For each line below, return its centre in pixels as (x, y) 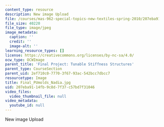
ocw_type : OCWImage (25, 60)
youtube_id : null (27, 105)
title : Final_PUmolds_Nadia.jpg (38, 82)
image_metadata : (21, 32)
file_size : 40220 (23, 23)
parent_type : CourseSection (34, 69)
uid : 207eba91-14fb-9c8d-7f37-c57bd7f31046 (50, 87)
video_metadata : (21, 101)
